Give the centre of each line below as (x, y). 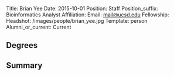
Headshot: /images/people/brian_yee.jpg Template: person (77, 21)
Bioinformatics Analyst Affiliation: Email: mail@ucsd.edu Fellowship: (88, 15)
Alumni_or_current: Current (39, 27)
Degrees (22, 45)
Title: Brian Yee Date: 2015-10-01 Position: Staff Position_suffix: (82, 8)
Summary (24, 65)
